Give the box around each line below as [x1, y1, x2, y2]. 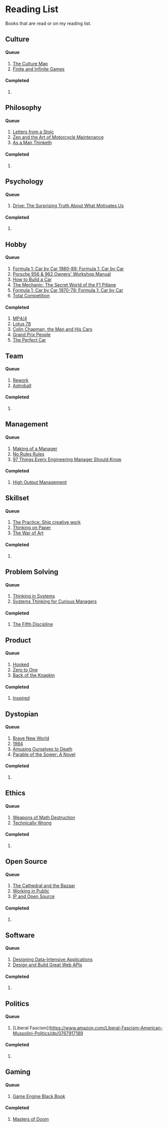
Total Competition [12, 293, 50, 299]
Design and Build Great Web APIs [12, 962, 82, 968]
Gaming [5, 1068, 31, 1076]
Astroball [12, 382, 32, 388]
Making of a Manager [12, 445, 58, 452]
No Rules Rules [12, 451, 45, 457]
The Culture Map [12, 60, 48, 66]
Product [5, 636, 31, 644]
